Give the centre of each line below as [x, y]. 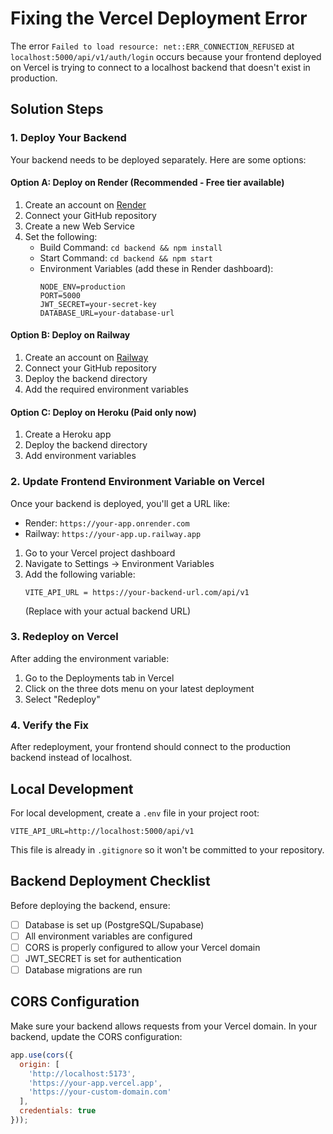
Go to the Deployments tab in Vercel [99, 678]
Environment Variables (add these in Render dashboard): [156, 268]
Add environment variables [80, 456]
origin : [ [39, 1064]
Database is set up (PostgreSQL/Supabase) [114, 924]
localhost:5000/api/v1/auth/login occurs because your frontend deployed [166, 56]
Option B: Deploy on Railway [70, 335]
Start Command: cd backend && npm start [126, 258]
